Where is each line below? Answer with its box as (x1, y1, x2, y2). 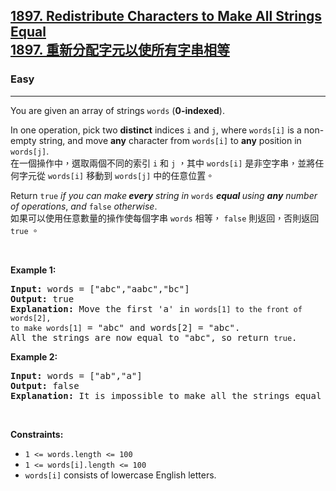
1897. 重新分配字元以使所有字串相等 (10, 42, 230, 59)
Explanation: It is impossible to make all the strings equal (10, 390, 322, 401)
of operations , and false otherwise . (10, 200, 158, 212)
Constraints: (10, 428, 64, 440)
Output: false (10, 380, 80, 391)
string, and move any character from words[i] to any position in (38, 134, 302, 146)
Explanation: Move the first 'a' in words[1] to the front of (10, 303, 303, 314)
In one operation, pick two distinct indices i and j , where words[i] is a (10, 124, 302, 136)
